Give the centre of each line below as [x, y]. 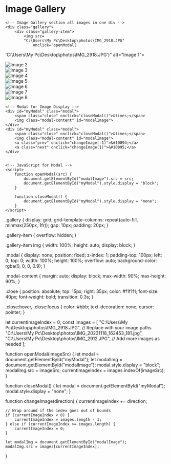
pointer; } [15, 312]
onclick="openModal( [55, 45]
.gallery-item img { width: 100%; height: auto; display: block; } [70, 245]
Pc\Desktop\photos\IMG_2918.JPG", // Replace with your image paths [79, 327]
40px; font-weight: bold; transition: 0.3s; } [49, 296]
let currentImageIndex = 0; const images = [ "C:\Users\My [67, 322]
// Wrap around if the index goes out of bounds [58, 411]
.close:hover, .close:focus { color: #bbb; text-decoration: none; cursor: [80, 307]
